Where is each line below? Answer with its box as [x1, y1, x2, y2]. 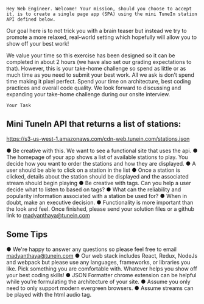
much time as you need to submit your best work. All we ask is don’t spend [6, 71, 195, 79]
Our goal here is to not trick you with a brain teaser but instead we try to [6, 27, 187, 34]
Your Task [6, 102, 32, 108]
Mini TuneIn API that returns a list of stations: [6, 119, 181, 129]
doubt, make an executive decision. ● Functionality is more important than [6, 199, 194, 206]
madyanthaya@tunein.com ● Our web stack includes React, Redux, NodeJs [6, 252, 198, 259]
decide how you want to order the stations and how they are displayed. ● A [6, 160, 196, 167]
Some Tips [6, 229, 47, 240]
